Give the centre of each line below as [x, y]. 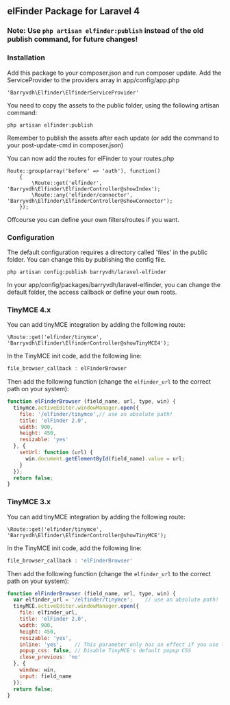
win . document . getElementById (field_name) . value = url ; [105, 458]
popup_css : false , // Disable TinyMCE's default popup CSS [105, 651]
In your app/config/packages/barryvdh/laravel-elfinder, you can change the [114, 284]
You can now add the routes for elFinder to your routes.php [91, 158]
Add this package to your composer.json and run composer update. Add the [114, 73]
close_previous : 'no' [50, 657]
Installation [26, 58]
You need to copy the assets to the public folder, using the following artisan [113, 105]
